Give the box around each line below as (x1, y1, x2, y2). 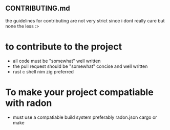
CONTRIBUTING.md (5, 4, 70, 13)
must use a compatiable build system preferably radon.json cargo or (12, 114, 157, 120)
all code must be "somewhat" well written (12, 58, 101, 64)
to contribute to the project (5, 41, 122, 53)
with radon (5, 97, 52, 109)
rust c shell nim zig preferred (12, 68, 74, 74)
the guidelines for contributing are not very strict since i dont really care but (5, 17, 165, 23)
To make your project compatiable (5, 86, 154, 98)
